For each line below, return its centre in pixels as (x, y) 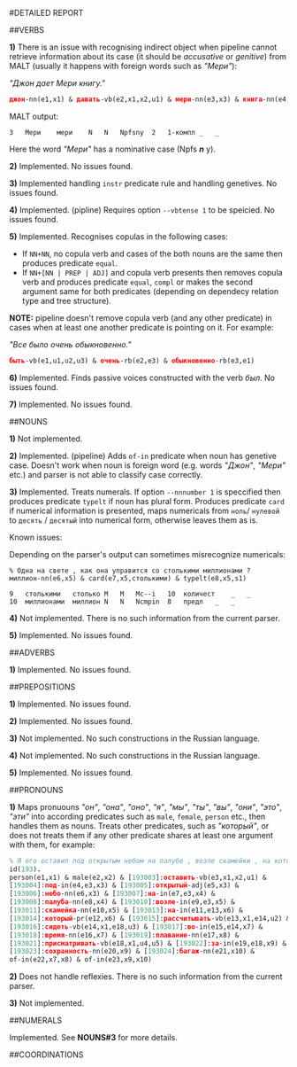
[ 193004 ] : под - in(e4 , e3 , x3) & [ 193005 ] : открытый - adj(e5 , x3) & (124, 885)
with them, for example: (52, 845)
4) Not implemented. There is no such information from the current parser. (145, 618)
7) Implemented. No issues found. (71, 404)
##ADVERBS (32, 652)
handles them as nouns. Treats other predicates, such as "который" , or (139, 826)
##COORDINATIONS (46, 1055)
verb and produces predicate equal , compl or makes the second (137, 282)
